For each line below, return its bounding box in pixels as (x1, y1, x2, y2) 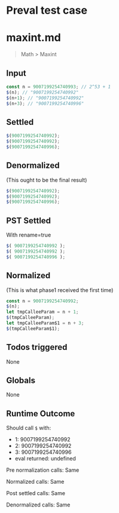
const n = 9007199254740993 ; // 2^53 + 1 (6, 84, 111, 90)
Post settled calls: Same (6, 490, 66, 497)
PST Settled (6, 216, 51, 226)
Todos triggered (6, 342, 68, 352)
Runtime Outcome (6, 408, 75, 419)
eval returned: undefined (14, 455, 77, 462)
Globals (6, 376, 36, 386)
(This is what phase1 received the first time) (6, 286, 114, 293)
